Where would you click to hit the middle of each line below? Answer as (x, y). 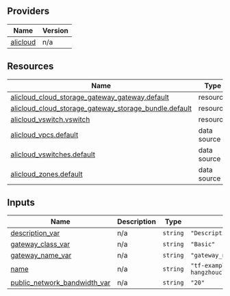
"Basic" (203, 244)
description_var (35, 233)
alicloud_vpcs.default (44, 135)
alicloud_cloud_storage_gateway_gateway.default (90, 97)
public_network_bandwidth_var (61, 283)
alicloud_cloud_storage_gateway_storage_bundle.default (101, 108)
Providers (28, 11)
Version (55, 30)
